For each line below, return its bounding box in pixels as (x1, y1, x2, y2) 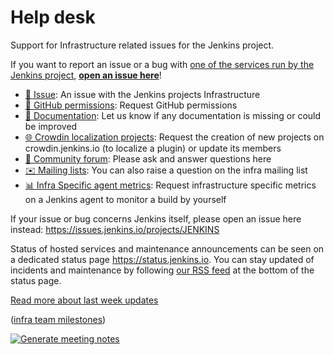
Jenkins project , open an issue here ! (10, 69, 162, 81)
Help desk (10, 6, 96, 29)
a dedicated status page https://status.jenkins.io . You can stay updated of (10, 253, 315, 265)
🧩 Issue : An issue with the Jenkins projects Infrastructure (24, 88, 261, 100)
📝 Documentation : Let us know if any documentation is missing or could (24, 109, 322, 121)
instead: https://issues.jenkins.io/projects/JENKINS (10, 223, 220, 235)
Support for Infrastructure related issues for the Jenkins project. (10, 39, 275, 51)
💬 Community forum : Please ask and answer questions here (24, 152, 272, 165)
